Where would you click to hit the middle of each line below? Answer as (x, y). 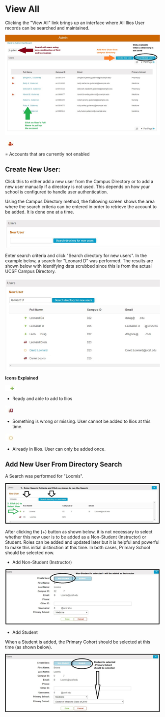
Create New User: (33, 170)
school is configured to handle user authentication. (56, 192)
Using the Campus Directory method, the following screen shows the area (80, 201)
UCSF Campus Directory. (30, 271)
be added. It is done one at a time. (40, 212)
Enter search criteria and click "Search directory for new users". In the (76, 256)
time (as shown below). (29, 647)
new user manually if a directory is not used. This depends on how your (78, 187)
